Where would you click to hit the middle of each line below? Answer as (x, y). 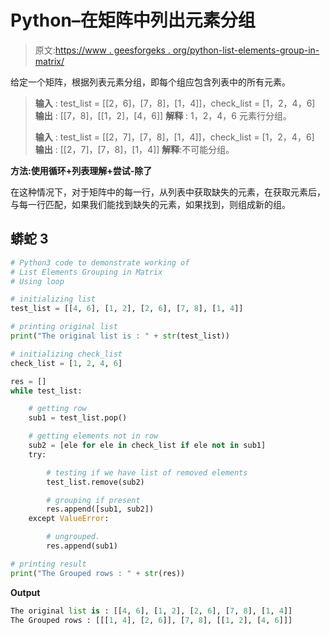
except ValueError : (69, 519)
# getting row (57, 409)
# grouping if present (93, 500)
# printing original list (64, 327)
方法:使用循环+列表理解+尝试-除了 (81, 170)
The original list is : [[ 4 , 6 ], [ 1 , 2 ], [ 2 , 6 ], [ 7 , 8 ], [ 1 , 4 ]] (151, 611)
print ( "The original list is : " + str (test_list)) (120, 336)
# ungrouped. (73, 537)
